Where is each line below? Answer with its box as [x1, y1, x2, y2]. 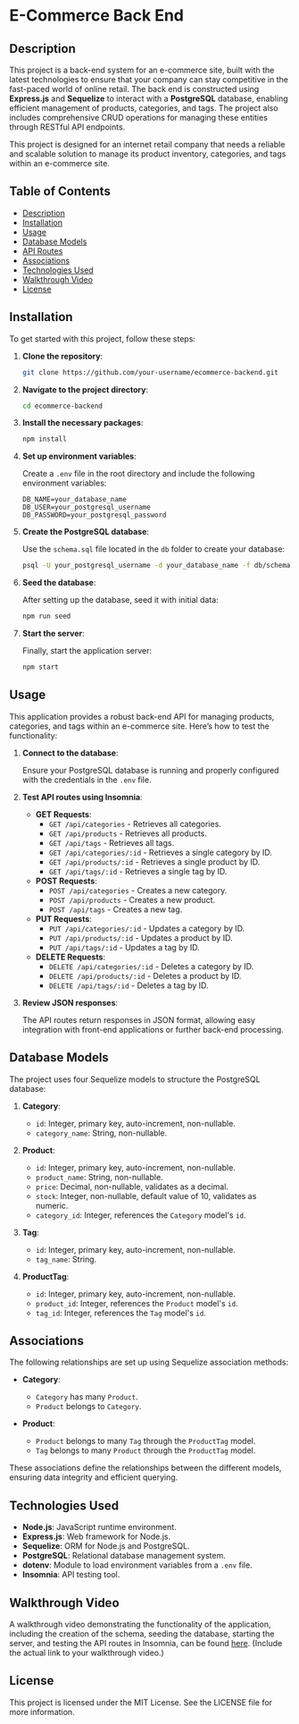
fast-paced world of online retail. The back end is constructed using [9, 84, 260, 94]
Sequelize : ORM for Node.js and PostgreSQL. [21, 1541, 190, 1551]
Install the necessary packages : [21, 418, 144, 428]
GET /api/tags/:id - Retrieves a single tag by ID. [48, 866, 228, 876]
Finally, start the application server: [21, 646, 152, 655]
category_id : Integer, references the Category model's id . [35, 1209, 247, 1221]
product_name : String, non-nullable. [35, 1171, 163, 1182]
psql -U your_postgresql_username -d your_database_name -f [21, 561, 251, 570]
